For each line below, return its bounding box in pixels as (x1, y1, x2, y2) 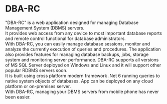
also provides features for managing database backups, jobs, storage (5, 51, 149, 57)
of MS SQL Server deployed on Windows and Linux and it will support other (5, 62, 161, 68)
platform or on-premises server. (5, 83, 71, 89)
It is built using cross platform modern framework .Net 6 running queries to (5, 72, 160, 78)
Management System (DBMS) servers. (5, 24, 85, 30)
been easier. (5, 93, 31, 100)
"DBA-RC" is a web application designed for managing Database (5, 19, 139, 25)
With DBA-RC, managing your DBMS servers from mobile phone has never (5, 88, 159, 94)
